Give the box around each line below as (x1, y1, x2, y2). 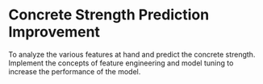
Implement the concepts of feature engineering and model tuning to (8, 58, 234, 68)
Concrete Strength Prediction (8, 6, 210, 24)
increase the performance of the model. (8, 66, 141, 76)
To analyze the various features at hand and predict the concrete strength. (8, 49, 256, 59)
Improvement (8, 23, 101, 41)
